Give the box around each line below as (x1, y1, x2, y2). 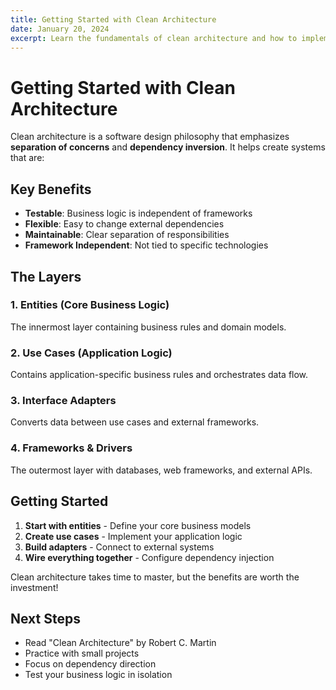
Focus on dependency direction (24, 658, 157, 670)
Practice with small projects (24, 647, 140, 660)
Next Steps (10, 610, 81, 627)
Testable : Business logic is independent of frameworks (24, 207, 253, 220)
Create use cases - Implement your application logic (24, 530, 243, 542)
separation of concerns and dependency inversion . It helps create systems (10, 141, 326, 153)
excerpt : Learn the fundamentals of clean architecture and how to (10, 33, 298, 43)
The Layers (10, 268, 82, 285)
